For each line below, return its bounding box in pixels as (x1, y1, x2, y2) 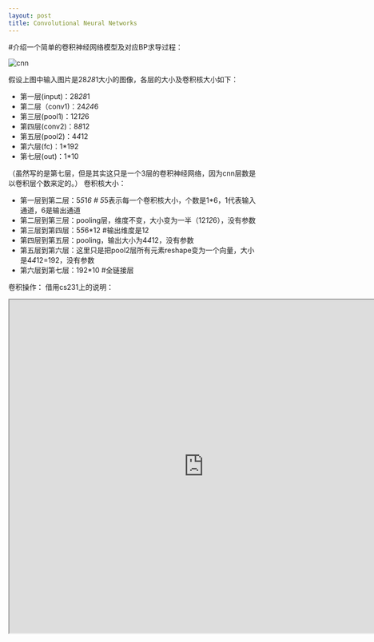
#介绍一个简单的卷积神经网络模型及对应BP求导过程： (8, 42, 183, 52)
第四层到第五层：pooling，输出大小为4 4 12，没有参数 (19, 235, 194, 244)
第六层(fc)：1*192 (19, 141, 79, 151)
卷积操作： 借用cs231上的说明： (8, 282, 114, 291)
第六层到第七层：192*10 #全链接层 (19, 265, 134, 275)
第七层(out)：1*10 (19, 151, 79, 160)
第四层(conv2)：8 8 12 (19, 121, 90, 131)
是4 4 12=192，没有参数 (19, 255, 95, 264)
